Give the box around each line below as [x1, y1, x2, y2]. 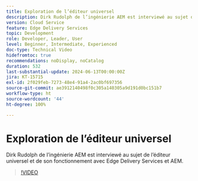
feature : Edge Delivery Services [6, 25, 88, 31]
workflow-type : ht [6, 90, 51, 96]
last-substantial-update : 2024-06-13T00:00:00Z [6, 69, 126, 75]
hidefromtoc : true [6, 52, 51, 58]
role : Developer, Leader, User [6, 36, 83, 42]
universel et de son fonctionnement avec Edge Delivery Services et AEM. [6, 157, 184, 165]
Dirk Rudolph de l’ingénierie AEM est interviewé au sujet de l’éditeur [6, 151, 171, 159]
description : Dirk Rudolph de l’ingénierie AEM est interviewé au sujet [6, 14, 189, 20]
